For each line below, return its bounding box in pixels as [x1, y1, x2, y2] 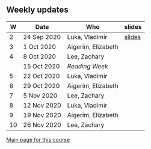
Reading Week [67, 62, 108, 70]
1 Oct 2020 [23, 42, 56, 50]
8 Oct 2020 [23, 52, 56, 61]
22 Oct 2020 [23, 71, 60, 80]
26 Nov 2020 [23, 120, 61, 129]
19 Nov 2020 [23, 111, 61, 119]
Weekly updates [6, 5, 69, 15]
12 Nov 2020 [23, 101, 61, 109]
